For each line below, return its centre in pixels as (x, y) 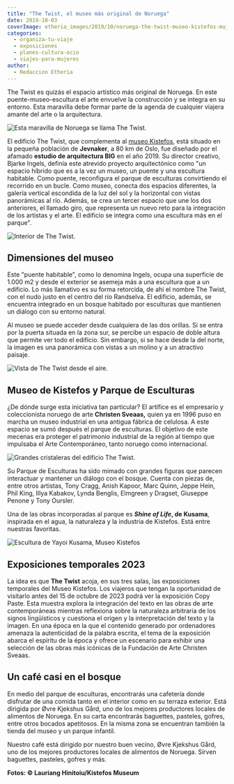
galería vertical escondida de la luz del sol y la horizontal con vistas (104, 193)
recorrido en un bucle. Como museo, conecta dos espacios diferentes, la (112, 185)
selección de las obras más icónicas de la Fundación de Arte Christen (107, 647)
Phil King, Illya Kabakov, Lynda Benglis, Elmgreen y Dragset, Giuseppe (108, 493)
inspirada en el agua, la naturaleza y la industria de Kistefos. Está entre (109, 522)
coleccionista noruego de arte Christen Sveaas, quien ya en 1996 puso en (114, 415)
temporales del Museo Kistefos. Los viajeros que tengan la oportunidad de (114, 588)
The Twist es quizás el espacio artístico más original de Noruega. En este (112, 92)
